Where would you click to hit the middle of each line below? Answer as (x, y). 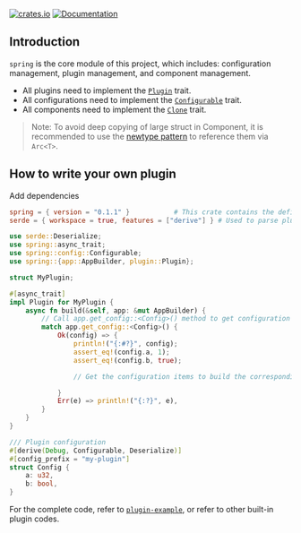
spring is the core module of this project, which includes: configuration (140, 64)
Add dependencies (44, 195)
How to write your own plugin (93, 174)
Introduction (45, 42)
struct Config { (39, 467)
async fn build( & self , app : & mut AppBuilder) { (116, 310)
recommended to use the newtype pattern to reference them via (150, 136)
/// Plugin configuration (57, 442)
